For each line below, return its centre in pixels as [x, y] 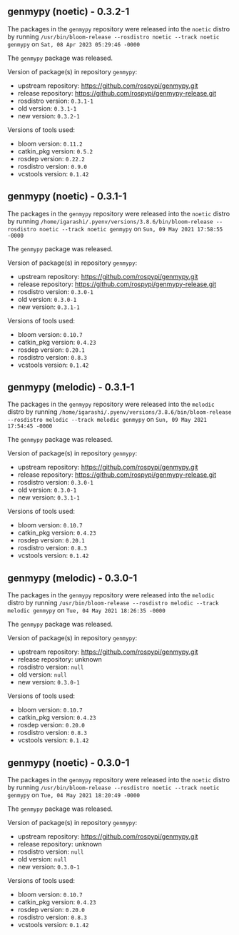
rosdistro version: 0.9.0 [52, 166]
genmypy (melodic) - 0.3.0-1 [72, 578]
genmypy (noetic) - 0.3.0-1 [68, 763]
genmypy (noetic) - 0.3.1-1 [67, 197]
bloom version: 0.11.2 [50, 143]
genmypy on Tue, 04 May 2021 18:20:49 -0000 [74, 795]
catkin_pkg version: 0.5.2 [55, 151]
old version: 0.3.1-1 [47, 108]
